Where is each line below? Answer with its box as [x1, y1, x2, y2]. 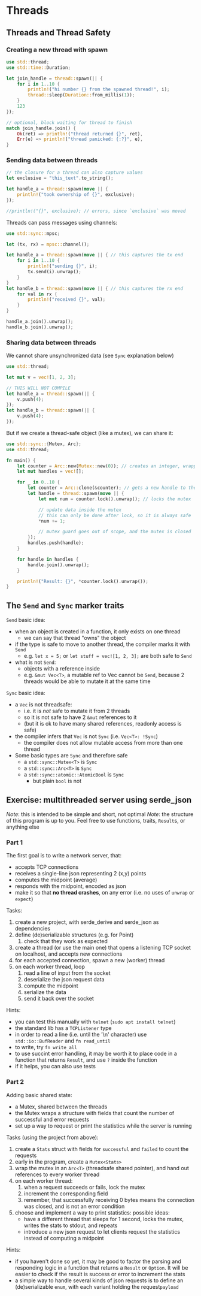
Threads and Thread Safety [6, 28, 111, 38]
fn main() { [6, 457, 36, 463]
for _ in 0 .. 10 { [17, 479, 60, 485]
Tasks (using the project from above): [6, 1134, 99, 1141]
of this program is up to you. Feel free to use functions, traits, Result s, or [6, 817, 185, 824]
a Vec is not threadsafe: [14, 701, 72, 708]
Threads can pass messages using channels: [6, 219, 118, 226]
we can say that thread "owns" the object [23, 635, 126, 642]
